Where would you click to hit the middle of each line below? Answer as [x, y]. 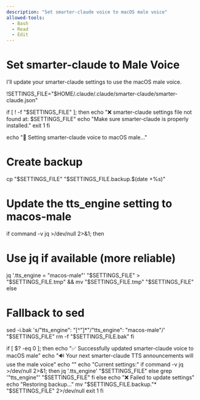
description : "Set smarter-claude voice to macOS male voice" [87, 12]
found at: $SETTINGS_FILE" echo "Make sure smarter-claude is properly [98, 119]
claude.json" [22, 100]
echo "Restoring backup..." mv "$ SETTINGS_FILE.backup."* [81, 384]
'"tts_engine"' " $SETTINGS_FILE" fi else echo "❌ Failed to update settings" [101, 377]
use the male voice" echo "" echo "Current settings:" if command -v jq [95, 364]
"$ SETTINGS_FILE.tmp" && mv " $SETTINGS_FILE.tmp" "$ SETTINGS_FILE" [100, 281]
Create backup [45, 162]
